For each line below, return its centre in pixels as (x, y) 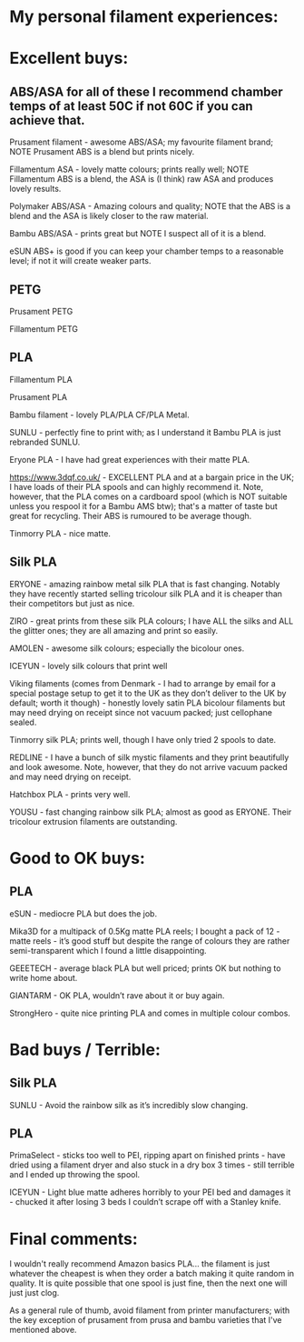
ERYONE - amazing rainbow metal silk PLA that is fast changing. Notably (145, 584)
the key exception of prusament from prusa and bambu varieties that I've (146, 1320)
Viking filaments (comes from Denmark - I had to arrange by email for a (143, 683)
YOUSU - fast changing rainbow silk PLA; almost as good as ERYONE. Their (151, 812)
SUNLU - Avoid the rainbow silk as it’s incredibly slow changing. (129, 1105)
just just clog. (34, 1293)
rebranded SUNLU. (45, 442)
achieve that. (47, 120)
